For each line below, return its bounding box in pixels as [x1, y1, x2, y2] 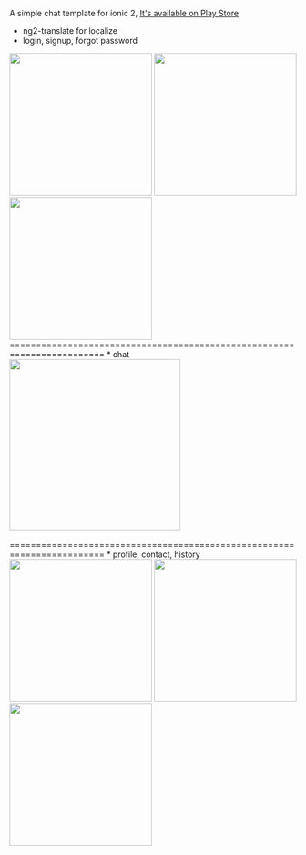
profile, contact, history [112, 549, 200, 560]
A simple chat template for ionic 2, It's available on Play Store [9, 8, 240, 18]
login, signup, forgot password [22, 36, 138, 46]
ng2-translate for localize [22, 26, 118, 36]
